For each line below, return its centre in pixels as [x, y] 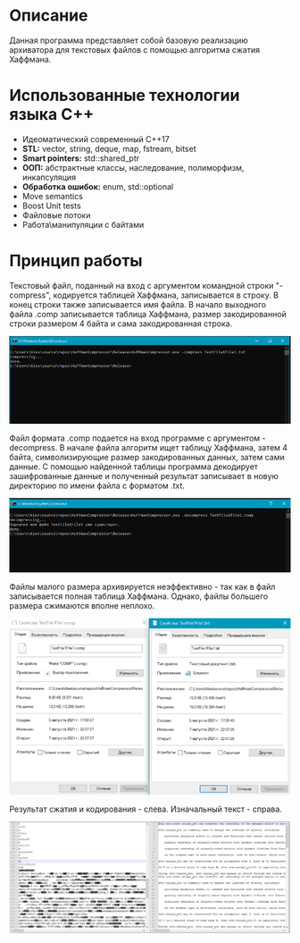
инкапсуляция [49, 177]
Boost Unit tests [52, 206]
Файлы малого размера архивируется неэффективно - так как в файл [142, 587]
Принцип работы [76, 261]
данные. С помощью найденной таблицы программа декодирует [134, 467]
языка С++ [52, 115]
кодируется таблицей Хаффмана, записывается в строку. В [166, 295]
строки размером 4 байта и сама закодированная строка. [121, 324]
